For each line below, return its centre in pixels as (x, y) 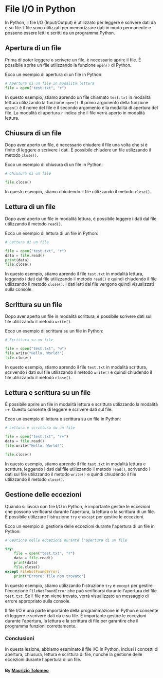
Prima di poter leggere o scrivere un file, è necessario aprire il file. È (73, 60)
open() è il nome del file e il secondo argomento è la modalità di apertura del (81, 108)
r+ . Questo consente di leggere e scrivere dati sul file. (59, 409)
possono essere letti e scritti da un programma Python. (60, 33)
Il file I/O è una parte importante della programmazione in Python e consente (82, 610)
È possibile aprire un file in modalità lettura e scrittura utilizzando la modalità (81, 404)
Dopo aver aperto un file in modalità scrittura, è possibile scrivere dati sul (78, 316)
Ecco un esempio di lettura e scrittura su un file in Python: (63, 419)
